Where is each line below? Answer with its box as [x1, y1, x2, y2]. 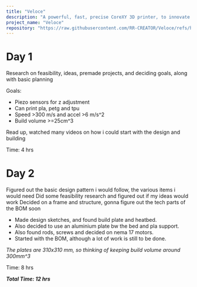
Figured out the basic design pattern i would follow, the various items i [6, 186, 176, 194]
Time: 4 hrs [6, 146, 34, 153]
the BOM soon [6, 205, 41, 212]
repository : [6, 25, 35, 31]
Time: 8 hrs [6, 264, 34, 271]
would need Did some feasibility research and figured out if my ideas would [6, 193, 189, 200]
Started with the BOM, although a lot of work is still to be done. [14, 235, 167, 242]
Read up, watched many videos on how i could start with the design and [6, 129, 181, 136]
